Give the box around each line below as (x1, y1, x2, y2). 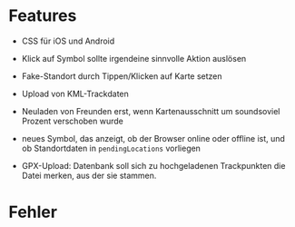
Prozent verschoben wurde (21, 115, 123, 126)
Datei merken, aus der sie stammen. (21, 170, 157, 181)
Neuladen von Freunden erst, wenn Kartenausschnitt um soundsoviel (21, 105, 280, 116)
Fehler (8, 202, 58, 222)
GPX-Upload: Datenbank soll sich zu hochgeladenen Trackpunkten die (21, 160, 286, 171)
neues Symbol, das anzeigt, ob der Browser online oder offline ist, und (21, 133, 285, 143)
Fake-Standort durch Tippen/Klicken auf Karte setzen (21, 70, 223, 82)
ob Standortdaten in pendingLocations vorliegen (21, 143, 202, 153)
